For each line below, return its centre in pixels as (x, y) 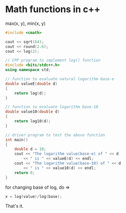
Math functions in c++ (53, 9)
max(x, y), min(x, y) (26, 23)
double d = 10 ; (30, 149)
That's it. (14, 206)
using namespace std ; (28, 70)
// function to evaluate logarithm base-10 (52, 107)
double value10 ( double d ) (32, 112)
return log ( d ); (30, 93)
